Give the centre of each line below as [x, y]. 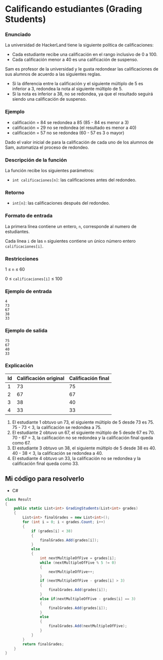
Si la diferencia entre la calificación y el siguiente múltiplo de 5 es [78, 84]
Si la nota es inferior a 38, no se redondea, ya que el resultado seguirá [82, 94]
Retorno [15, 192]
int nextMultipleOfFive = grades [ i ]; [78, 558]
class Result [18, 499]
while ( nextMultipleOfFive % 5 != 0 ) [78, 563]
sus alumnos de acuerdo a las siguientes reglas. [53, 74]
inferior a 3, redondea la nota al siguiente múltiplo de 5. [67, 89]
